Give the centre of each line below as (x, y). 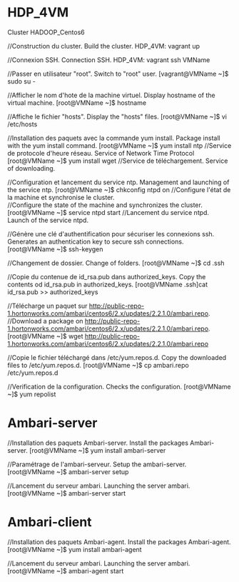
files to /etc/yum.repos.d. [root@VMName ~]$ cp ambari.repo (98, 365)
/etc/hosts (22, 124)
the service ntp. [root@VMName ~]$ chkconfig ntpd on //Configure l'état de (119, 189)
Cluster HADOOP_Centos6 (46, 32)
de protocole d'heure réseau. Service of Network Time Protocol (101, 153)
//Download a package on (45, 321)
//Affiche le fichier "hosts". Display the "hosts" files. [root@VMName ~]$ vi (117, 116)
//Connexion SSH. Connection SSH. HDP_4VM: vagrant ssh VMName (109, 60)
